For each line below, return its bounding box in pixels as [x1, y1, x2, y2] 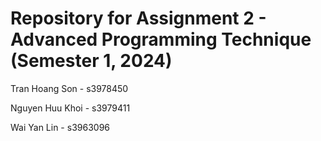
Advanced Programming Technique [10, 28, 312, 51]
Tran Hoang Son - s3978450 [10, 82, 129, 94]
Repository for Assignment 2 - [10, 7, 267, 30]
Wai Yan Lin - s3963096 [10, 121, 110, 133]
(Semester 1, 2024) [10, 50, 173, 72]
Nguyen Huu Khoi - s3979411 [10, 102, 131, 114]
